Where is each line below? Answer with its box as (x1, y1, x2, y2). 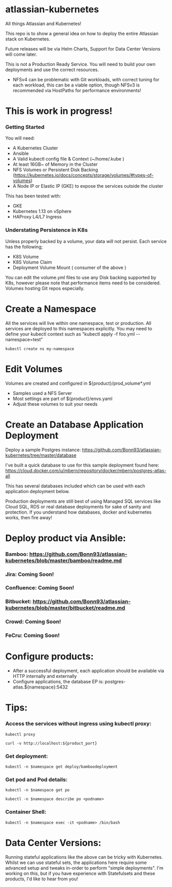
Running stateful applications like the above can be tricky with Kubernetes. (5, 854, 163, 860)
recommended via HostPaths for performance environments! (12, 87, 141, 93)
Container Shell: (5, 808, 47, 815)
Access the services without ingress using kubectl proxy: (5, 720, 152, 727)
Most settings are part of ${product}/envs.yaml (12, 395, 113, 402)
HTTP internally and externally (12, 673, 77, 679)
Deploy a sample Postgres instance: (5, 447, 81, 453)
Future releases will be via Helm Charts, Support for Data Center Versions (5, 46, 161, 52)
